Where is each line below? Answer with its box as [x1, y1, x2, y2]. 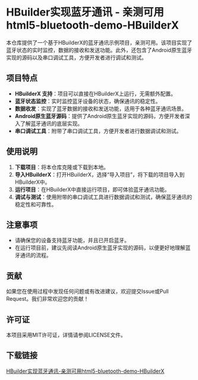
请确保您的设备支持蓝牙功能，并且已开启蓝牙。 [14, 237, 130, 244]
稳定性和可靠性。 [14, 200, 57, 208]
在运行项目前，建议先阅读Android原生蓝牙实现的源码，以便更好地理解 [14, 244, 186, 251]
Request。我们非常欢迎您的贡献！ [6, 295, 89, 302]
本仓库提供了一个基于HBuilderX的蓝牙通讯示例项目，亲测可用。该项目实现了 [6, 39, 193, 46]
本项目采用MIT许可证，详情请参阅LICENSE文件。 [6, 332, 126, 338]
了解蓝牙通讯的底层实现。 [20, 120, 83, 127]
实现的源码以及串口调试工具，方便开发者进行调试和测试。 [6, 54, 147, 61]
